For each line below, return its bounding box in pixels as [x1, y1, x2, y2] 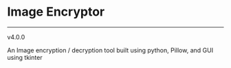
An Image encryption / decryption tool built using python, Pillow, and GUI [7, 46, 214, 54]
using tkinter [7, 53, 43, 61]
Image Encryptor [7, 4, 105, 20]
